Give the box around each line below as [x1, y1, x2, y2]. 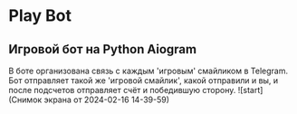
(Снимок [8, 94, 43, 105]
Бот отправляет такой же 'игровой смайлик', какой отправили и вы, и [8, 75, 279, 86]
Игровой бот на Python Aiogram [8, 42, 196, 57]
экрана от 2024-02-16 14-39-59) [43, 94, 169, 105]
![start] [237, 85, 263, 95]
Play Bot [8, 5, 72, 26]
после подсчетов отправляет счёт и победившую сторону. [8, 85, 236, 95]
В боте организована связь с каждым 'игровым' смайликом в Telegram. [8, 65, 289, 76]
